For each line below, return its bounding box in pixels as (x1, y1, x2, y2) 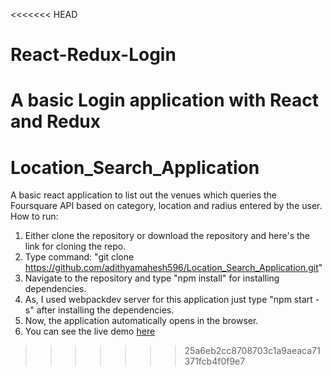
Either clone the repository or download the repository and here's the (24, 230, 311, 242)
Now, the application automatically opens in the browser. (24, 315, 259, 327)
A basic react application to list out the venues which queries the (10, 189, 278, 201)
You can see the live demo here (24, 325, 156, 338)
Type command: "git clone (24, 251, 135, 263)
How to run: (10, 210, 59, 223)
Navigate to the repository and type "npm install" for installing (24, 272, 280, 284)
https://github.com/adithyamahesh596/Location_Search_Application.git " (24, 262, 323, 274)
